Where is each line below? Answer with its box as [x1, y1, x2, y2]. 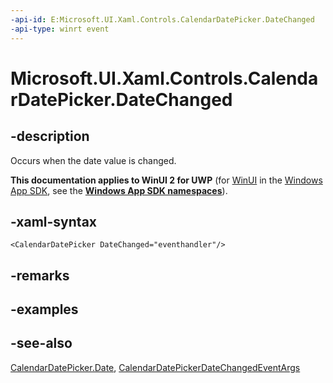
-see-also [10, 335, 73, 352]
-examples [10, 301, 79, 318]
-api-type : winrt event [10, 24, 110, 34]
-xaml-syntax [10, 213, 98, 230]
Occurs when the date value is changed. [10, 154, 177, 166]
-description [10, 128, 90, 145]
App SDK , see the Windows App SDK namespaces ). [10, 184, 228, 196]
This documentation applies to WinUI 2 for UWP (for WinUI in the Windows [10, 174, 323, 186]
